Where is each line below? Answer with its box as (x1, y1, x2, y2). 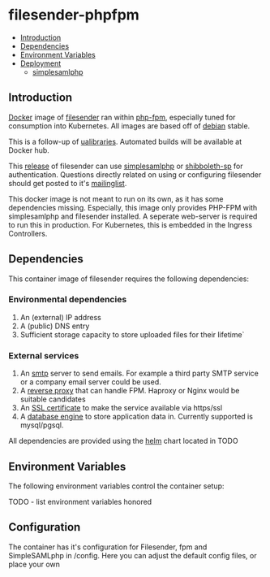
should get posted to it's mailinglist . (8, 178, 127, 188)
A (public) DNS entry (19, 321, 90, 331)
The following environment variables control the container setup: (8, 481, 225, 491)
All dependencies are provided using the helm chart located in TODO (8, 436, 238, 446)
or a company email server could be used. (19, 377, 161, 387)
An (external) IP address (19, 312, 101, 322)
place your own (8, 559, 61, 569)
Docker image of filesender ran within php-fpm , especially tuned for (8, 112, 236, 122)
